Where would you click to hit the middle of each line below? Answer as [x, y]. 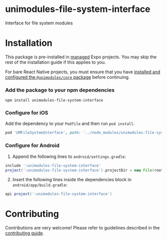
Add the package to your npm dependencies [60, 90]
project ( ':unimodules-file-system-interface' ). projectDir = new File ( [80, 170]
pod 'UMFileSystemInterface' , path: [43, 133]
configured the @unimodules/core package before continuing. [68, 77]
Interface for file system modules [39, 23]
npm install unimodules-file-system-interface [54, 101]
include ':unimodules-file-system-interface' [53, 165]
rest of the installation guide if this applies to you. [55, 62]
